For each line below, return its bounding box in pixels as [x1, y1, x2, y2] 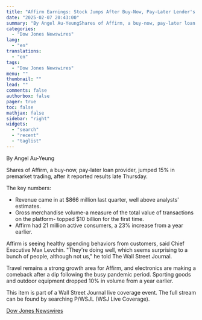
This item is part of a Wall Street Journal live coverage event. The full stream [6, 289, 197, 296]
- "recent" [11, 132, 39, 139]
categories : [6, 25, 36, 32]
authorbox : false [6, 93, 50, 99]
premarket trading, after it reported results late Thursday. [6, 173, 148, 180]
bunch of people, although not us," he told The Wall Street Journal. [6, 252, 172, 260]
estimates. [14, 202, 41, 210]
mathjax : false [6, 110, 45, 116]
